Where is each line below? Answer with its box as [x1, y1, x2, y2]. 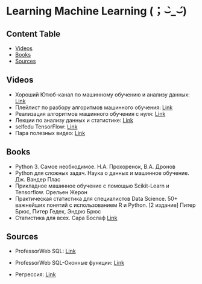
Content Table [6, 28, 61, 39]
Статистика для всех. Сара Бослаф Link [14, 214, 118, 221]
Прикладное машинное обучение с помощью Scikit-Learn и [14, 182, 169, 189]
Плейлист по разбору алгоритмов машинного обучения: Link [14, 104, 173, 111]
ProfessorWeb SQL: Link [14, 247, 77, 255]
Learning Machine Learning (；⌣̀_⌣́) [6, 4, 187, 18]
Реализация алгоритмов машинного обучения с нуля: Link [14, 110, 166, 117]
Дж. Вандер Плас [14, 175, 61, 183]
